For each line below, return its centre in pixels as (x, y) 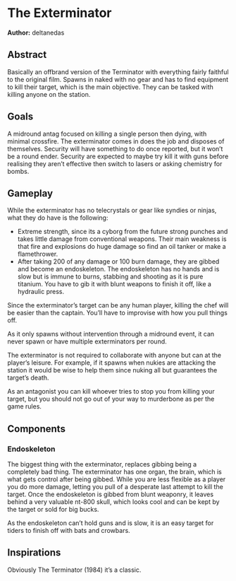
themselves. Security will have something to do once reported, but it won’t (115, 148)
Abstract (27, 55)
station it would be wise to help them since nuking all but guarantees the (112, 370)
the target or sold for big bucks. (53, 510)
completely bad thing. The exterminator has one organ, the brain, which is (114, 472)
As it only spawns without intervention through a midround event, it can (111, 334)
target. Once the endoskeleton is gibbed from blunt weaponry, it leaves (110, 494)
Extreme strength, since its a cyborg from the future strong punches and (123, 232)
